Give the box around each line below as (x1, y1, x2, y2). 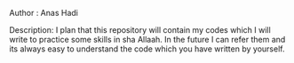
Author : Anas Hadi (9, 8, 78, 18)
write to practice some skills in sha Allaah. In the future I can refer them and (9, 35, 286, 44)
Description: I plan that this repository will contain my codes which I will (9, 25, 271, 35)
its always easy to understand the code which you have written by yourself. (9, 43, 285, 54)
